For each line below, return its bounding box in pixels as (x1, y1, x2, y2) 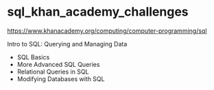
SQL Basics (16, 52, 50, 61)
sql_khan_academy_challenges (7, 4, 189, 20)
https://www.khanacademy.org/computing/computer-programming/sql (7, 27, 207, 35)
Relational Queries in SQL (16, 67, 89, 76)
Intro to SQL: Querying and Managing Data (7, 40, 128, 48)
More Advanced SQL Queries (16, 60, 100, 68)
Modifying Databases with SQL (16, 74, 105, 82)
